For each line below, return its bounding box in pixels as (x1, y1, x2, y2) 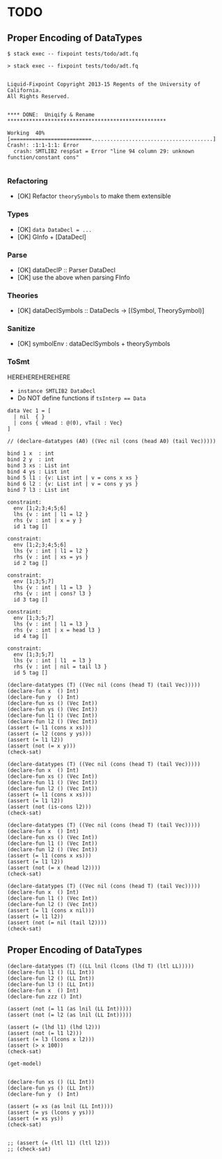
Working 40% (7, 130, 45, 137)
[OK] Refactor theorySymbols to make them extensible (17, 192, 172, 201)
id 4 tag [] (13, 632, 49, 639)
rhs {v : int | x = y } (13, 517, 82, 524)
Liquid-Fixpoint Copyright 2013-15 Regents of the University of (7, 81, 200, 88)
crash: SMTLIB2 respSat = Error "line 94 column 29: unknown (13, 148, 195, 155)
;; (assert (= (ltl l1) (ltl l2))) (7, 1139, 111, 1146)
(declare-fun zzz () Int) (7, 993, 82, 1000)
